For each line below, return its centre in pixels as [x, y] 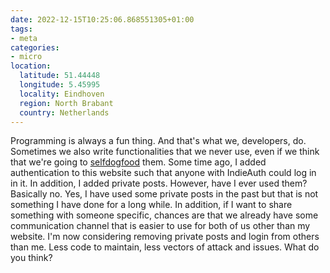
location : [31, 66]
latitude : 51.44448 [60, 76]
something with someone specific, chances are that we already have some [164, 215]
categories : [35, 47]
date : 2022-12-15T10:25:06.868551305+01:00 [102, 19]
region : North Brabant [66, 103]
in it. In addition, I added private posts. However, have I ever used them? [159, 183]
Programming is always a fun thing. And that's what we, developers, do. [158, 141]
